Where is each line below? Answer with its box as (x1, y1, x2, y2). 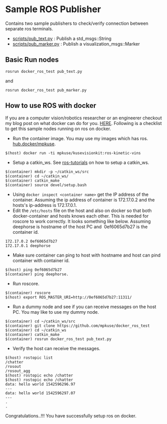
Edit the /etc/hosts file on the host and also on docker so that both (12, 207, 152, 214)
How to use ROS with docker (5, 101, 97, 110)
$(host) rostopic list (5, 355, 53, 360)
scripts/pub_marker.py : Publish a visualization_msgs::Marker (12, 40, 140, 47)
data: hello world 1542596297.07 (5, 391, 76, 396)
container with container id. (12, 257, 70, 264)
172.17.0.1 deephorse (5, 243, 51, 248)
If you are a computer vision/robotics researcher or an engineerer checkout (5, 115, 162, 121)
